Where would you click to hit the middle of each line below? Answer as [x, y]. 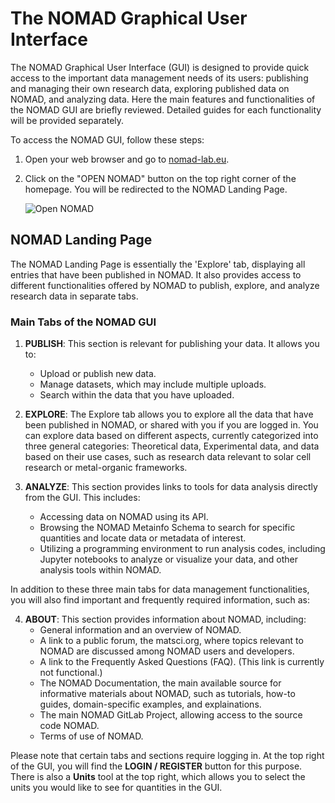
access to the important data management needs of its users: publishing [159, 78]
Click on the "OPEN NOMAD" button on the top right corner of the [160, 178]
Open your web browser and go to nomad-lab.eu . [127, 159]
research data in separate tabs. [74, 296]
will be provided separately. [67, 120]
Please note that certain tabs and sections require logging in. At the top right [167, 756]
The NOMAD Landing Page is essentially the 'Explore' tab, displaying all [158, 264]
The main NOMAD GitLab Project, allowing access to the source [171, 715]
